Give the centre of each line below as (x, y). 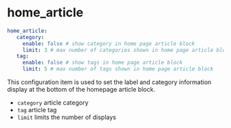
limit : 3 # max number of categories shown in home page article (118, 50)
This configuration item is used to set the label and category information (109, 82)
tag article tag (37, 110)
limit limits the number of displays (67, 117)
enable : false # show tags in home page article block (103, 63)
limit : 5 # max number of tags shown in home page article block (118, 69)
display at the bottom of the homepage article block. (81, 90)
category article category (53, 103)
